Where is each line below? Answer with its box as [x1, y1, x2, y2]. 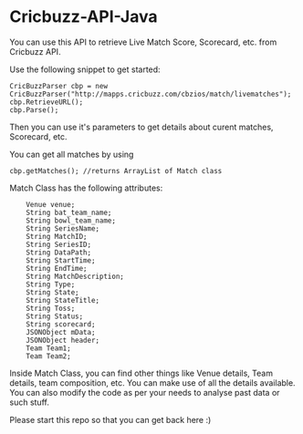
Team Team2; [26, 351, 71, 361]
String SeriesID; [26, 240, 92, 249]
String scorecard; [26, 319, 96, 329]
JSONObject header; [26, 336, 100, 345]
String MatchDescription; [26, 272, 125, 281]
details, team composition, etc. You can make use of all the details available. [9, 377, 296, 388]
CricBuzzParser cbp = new [9, 81, 108, 90]
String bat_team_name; [26, 208, 112, 217]
